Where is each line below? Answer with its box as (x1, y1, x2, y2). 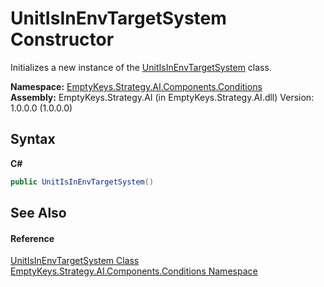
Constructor (10, 28, 115, 51)
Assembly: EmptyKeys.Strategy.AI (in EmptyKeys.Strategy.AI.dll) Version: (10, 91, 315, 103)
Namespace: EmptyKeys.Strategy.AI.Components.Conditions (10, 80, 263, 92)
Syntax (10, 131, 56, 148)
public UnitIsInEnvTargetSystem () (10, 177, 155, 187)
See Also (10, 205, 67, 222)
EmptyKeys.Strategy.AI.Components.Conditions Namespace (10, 265, 258, 277)
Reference (10, 232, 55, 244)
